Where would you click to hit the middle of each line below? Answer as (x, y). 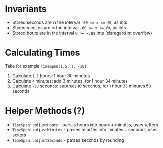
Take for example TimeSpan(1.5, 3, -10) (46, 66)
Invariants (26, 9)
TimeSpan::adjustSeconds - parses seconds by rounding (68, 140)
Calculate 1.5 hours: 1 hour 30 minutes (51, 75)
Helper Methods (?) (45, 111)
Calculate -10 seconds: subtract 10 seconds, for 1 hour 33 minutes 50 (82, 86)
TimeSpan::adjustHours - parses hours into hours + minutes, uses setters (85, 124)
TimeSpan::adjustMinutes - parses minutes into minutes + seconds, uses (85, 129)
